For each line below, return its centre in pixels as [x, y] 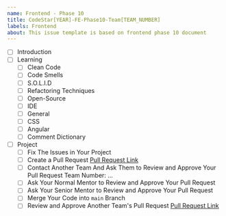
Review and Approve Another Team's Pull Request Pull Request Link [123, 206]
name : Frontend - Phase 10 [46, 13]
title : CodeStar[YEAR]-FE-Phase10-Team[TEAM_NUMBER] [84, 20]
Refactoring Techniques [61, 90]
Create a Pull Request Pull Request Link [83, 160]
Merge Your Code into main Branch [76, 198]
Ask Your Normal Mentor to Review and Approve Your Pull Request [121, 183]
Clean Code [44, 67]
